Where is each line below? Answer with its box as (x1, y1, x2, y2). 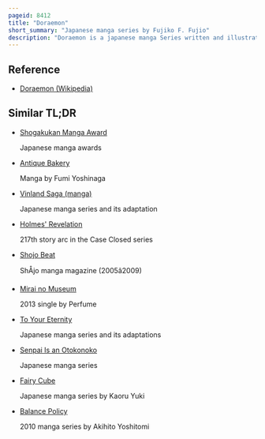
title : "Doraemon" (8, 19, 69, 27)
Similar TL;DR (8, 107, 77, 120)
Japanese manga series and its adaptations (19, 329, 162, 340)
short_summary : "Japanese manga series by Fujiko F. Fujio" (8, 26, 211, 34)
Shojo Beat (19, 250, 56, 259)
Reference (8, 62, 61, 76)
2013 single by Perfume (19, 299, 97, 309)
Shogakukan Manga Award (19, 127, 108, 137)
